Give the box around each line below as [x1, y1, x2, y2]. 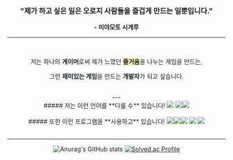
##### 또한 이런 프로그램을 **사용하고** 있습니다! [28, 117, 165, 126]
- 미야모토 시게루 [94, 23, 139, 32]
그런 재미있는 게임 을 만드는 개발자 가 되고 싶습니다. [49, 72, 184, 81]
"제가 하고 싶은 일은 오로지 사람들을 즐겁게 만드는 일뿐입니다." [19, 6, 214, 15]
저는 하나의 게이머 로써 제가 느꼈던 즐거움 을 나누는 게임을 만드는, [30, 57, 203, 66]
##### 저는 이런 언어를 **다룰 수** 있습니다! [43, 101, 166, 110]
